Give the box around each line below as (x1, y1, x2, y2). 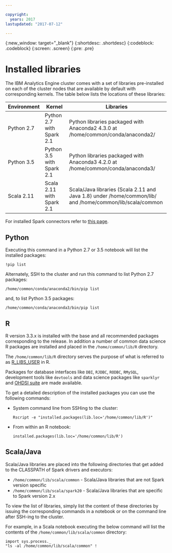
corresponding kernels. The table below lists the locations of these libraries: (5, 91, 165, 97)
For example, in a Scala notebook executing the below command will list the (5, 523, 165, 529)
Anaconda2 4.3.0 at (69, 125, 117, 132)
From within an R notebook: (12, 424, 71, 430)
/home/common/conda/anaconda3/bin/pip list (5, 305, 100, 311)
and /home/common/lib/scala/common (69, 199, 163, 206)
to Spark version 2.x (12, 493, 55, 499)
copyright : (5, 12, 29, 17)
